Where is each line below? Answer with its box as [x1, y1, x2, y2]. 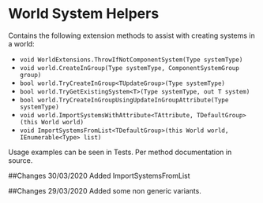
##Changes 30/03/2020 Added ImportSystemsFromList [8, 171, 191, 180]
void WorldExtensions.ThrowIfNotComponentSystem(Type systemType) [19, 56, 243, 64]
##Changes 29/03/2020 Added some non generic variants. [8, 186, 201, 195]
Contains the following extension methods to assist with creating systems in [8, 31, 255, 40]
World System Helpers [8, 5, 160, 23]
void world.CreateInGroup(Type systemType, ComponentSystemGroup [19, 64, 239, 72]
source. [8, 155, 33, 165]
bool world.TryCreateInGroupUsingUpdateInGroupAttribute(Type [19, 96, 229, 104]
